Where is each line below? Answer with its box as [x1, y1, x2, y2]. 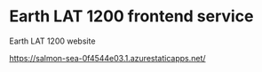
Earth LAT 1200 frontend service [9, 6, 254, 27]
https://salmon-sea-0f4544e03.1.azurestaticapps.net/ [9, 52, 206, 63]
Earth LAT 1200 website [9, 36, 96, 46]
